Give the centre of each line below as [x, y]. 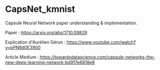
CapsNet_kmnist [40, 9]
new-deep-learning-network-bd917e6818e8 [50, 62]
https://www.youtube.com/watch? [101, 42]
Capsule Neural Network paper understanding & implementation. [71, 23]
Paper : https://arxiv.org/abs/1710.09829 [46, 32]
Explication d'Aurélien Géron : [35, 42]
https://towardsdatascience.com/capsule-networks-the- [97, 57]
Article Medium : [22, 57]
